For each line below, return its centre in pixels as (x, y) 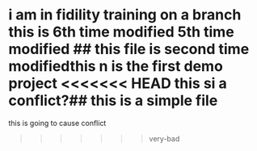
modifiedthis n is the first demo (116, 67)
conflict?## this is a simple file (113, 101)
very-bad (164, 138)
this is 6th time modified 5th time (121, 32)
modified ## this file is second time (129, 49)
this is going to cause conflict (57, 123)
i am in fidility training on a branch (125, 15)
